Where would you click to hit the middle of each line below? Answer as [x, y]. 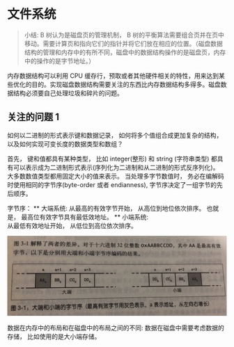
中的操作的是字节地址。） [60, 60]
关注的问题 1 [33, 117]
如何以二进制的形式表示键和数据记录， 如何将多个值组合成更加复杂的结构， [115, 135]
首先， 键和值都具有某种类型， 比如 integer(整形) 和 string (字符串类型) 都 [112, 159]
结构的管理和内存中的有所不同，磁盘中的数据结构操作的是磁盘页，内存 [125, 52]
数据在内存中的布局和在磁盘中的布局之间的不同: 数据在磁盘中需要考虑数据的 [116, 328]
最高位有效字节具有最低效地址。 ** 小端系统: [84, 217]
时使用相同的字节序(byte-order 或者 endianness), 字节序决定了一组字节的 [112, 184]
